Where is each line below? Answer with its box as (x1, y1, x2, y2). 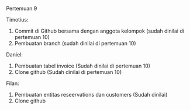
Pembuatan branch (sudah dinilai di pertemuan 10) (14, 40, 136, 47)
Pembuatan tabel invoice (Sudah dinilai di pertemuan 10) (14, 62, 151, 69)
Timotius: (6, 16, 29, 23)
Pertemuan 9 (6, 5, 37, 12)
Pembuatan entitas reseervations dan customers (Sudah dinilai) (14, 91, 168, 98)
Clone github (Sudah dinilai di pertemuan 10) (14, 69, 122, 75)
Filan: (6, 80, 19, 87)
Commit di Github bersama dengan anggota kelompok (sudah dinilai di (14, 27, 185, 34)
